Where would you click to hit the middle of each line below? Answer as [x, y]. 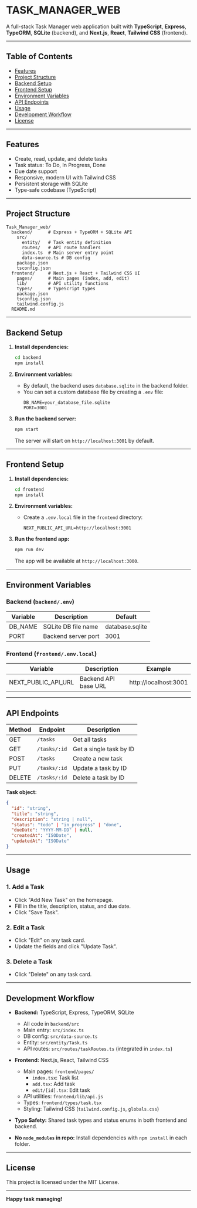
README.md [23, 309]
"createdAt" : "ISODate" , [42, 836]
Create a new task [98, 759]
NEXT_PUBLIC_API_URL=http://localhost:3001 [77, 528]
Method [20, 729]
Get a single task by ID [104, 749]
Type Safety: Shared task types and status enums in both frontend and [101, 1120]
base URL [93, 686]
